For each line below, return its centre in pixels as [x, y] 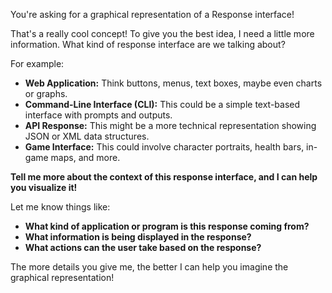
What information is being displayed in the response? [138, 237]
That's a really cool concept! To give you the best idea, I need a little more [162, 33]
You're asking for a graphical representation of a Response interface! [152, 14]
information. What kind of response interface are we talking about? [148, 44]
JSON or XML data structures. [87, 136]
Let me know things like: [60, 207]
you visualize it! [44, 187]
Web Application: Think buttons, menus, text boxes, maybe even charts [173, 83]
